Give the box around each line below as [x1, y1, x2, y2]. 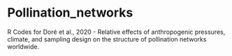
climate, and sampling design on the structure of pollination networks [7, 35, 207, 43]
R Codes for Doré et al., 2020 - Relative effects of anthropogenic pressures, [7, 28, 226, 36]
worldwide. [7, 42, 40, 50]
